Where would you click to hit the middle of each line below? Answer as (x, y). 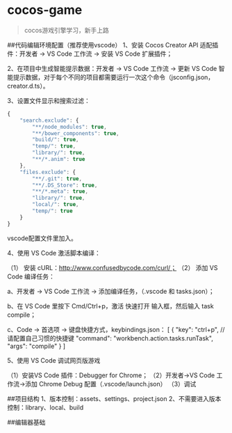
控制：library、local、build (45, 407)
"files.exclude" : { (48, 172)
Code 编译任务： (31, 276)
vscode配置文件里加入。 (42, 238)
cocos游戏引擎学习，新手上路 (66, 30)
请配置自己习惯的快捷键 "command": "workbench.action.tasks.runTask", (110, 338)
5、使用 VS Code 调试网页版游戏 (54, 360)
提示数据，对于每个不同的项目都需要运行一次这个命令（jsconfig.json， (114, 77)
